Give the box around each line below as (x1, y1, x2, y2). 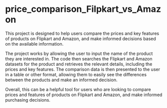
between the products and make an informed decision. (5, 77, 118, 83)
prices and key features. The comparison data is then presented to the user (5, 66, 161, 72)
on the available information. (5, 41, 64, 47)
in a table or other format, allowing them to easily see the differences (5, 71, 147, 77)
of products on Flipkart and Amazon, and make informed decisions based (5, 36, 156, 42)
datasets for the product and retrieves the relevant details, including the (5, 61, 153, 67)
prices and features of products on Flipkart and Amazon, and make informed (5, 92, 163, 98)
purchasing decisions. (5, 97, 51, 103)
